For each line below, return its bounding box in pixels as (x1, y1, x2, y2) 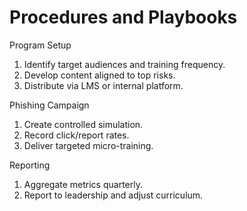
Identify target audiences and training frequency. (23, 58, 226, 70)
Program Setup (9, 39, 72, 51)
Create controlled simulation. (23, 118, 144, 130)
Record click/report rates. (23, 129, 130, 141)
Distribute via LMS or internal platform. (23, 79, 184, 91)
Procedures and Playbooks (9, 6, 238, 29)
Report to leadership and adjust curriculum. (23, 189, 204, 201)
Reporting (9, 159, 51, 171)
